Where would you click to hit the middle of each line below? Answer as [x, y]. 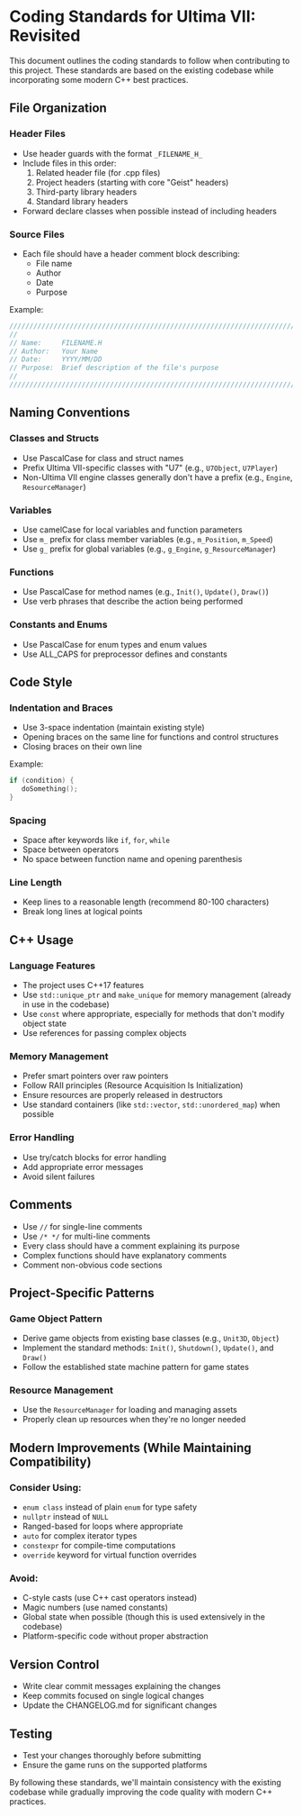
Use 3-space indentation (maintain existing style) [113, 728]
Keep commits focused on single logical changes [113, 1696]
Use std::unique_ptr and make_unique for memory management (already [157, 995]
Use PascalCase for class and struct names [103, 458]
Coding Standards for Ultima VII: [133, 17]
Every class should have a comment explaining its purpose [131, 1246]
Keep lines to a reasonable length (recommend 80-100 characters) [146, 902]
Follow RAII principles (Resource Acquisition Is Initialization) [133, 1085]
